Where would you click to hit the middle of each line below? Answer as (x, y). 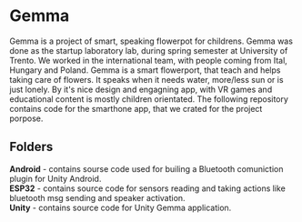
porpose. (26, 118)
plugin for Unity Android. (55, 178)
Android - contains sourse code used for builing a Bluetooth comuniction (146, 168)
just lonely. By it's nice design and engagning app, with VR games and (141, 89)
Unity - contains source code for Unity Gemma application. (121, 207)
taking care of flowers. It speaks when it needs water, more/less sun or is (146, 79)
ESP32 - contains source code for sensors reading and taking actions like (148, 188)
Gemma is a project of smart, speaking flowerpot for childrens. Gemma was (151, 41)
